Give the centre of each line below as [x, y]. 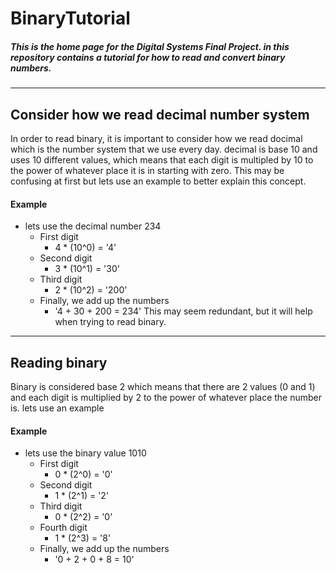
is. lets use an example [57, 408]
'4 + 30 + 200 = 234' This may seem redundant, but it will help [183, 311]
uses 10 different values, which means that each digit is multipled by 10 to [162, 159]
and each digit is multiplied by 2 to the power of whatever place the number [166, 397]
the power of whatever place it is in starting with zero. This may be [147, 170]
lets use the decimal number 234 [93, 226]
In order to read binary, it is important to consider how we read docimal [156, 138]
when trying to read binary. [110, 322]
